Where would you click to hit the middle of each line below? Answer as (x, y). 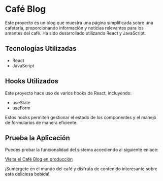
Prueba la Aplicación (38, 138)
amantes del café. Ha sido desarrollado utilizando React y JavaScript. (76, 33)
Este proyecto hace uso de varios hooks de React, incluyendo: (68, 93)
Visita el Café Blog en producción (39, 159)
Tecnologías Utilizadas (41, 48)
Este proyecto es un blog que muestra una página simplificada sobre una (79, 23)
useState (21, 102)
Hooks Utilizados (32, 81)
